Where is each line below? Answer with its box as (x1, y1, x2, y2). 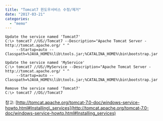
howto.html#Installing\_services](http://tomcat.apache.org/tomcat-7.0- (5, 105, 149, 111)
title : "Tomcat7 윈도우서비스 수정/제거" (5, 7, 81, 12)
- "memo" (9, 21, 28, 26)
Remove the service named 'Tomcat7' (5, 86, 81, 91)
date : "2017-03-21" (5, 12, 45, 17)
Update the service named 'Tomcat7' (5, 34, 81, 39)
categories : (5, 16, 30, 21)
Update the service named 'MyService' (5, 60, 85, 65)
